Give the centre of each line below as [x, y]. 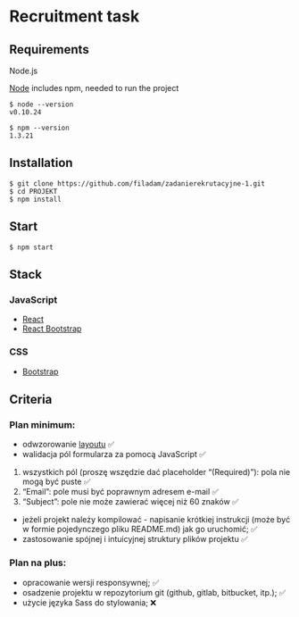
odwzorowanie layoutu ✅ [68, 445]
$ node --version [42, 104]
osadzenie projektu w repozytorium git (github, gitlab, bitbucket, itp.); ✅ [154, 592]
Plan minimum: [42, 424]
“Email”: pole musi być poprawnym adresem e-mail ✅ [120, 492]
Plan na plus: [38, 563]
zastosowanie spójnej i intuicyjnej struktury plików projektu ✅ [135, 539]
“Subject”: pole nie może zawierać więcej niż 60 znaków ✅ [130, 502]
